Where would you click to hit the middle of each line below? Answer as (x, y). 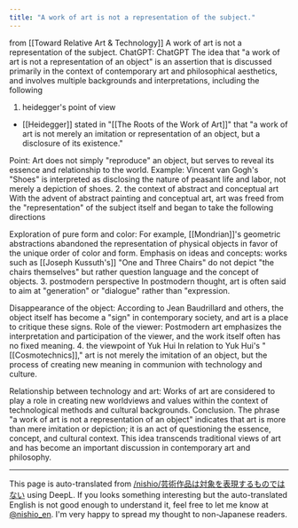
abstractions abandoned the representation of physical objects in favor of (144, 243)
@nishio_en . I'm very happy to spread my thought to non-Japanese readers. (149, 514)
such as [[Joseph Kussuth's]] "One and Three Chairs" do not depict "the (142, 262)
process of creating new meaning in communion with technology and (136, 364)
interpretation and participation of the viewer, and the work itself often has (145, 336)
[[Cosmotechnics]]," (46, 355)
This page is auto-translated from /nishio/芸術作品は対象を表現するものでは (147, 484)
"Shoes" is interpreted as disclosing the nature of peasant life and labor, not (148, 179)
